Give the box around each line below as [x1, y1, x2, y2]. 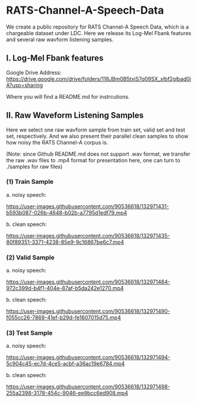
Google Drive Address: [6, 69, 62, 76]
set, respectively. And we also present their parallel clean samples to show [6, 132, 189, 140]
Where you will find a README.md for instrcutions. [6, 93, 130, 100]
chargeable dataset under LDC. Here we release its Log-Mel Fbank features [6, 29, 192, 36]
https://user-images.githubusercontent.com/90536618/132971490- [6, 307, 170, 315]
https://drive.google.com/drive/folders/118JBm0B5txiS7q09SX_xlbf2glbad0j [6, 75, 192, 82]
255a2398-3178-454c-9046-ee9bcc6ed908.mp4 [6, 390, 129, 397]
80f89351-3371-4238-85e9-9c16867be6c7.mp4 [6, 238, 125, 246]
